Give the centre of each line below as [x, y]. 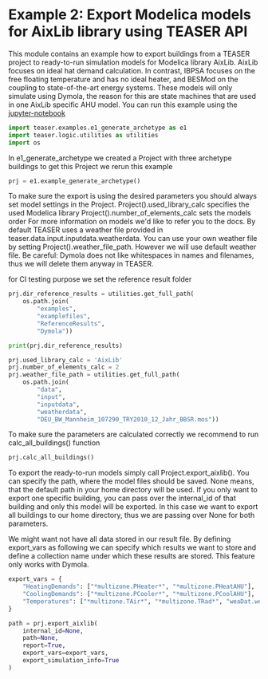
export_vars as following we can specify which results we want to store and [132, 547]
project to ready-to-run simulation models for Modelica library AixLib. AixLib [133, 62]
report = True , [44, 645]
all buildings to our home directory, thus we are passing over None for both [132, 515]
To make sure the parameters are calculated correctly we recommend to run [134, 434]
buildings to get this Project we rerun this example [91, 166]
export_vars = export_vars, [66, 653]
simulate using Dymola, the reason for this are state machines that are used [132, 96]
